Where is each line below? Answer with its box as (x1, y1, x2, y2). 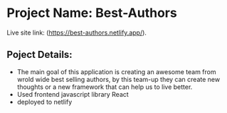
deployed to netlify (16, 97, 73, 106)
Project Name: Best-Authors (6, 5, 177, 21)
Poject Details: (6, 49, 73, 61)
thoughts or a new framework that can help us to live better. (16, 83, 193, 91)
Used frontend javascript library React (16, 90, 129, 98)
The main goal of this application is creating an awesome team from (16, 67, 216, 76)
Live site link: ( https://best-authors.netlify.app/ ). (6, 28, 147, 37)
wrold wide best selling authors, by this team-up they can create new (16, 75, 221, 83)
